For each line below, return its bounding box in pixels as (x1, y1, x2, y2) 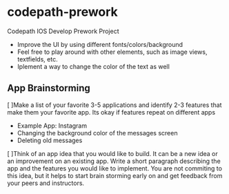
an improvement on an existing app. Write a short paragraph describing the (7, 157, 221, 165)
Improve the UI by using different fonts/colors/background (17, 40, 183, 48)
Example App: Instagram (17, 122, 88, 130)
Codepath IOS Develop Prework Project (7, 27, 119, 35)
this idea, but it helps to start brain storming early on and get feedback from (7, 171, 223, 180)
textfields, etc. (17, 55, 58, 63)
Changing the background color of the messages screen (17, 128, 178, 137)
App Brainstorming (7, 82, 91, 94)
